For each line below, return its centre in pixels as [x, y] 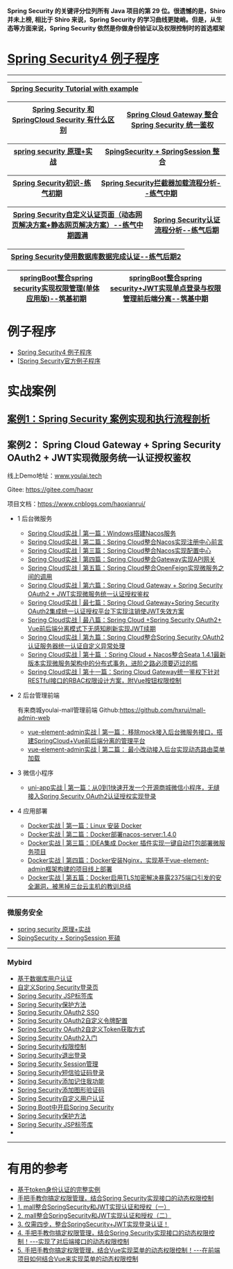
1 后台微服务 [35, 518]
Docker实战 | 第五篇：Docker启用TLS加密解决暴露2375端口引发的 [121, 878]
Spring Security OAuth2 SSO [58, 1012]
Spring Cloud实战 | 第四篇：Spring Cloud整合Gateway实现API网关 [122, 559]
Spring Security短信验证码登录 [61, 1072]
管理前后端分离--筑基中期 [165, 299]
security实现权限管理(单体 [56, 288]
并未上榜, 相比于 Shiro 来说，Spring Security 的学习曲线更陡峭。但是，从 [112, 19]
